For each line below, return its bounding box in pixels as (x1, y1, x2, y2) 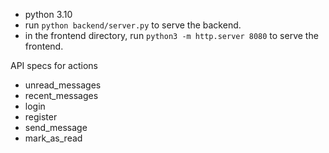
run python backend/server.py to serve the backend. (24, 19, 242, 31)
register (24, 111, 58, 123)
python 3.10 (24, 9, 73, 20)
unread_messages (24, 79, 102, 91)
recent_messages (24, 90, 99, 101)
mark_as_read (24, 132, 83, 144)
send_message (24, 122, 88, 133)
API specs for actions (10, 60, 99, 71)
